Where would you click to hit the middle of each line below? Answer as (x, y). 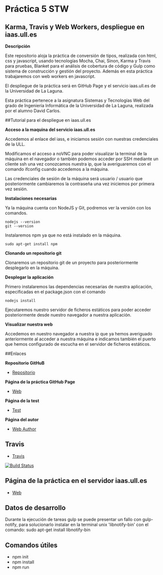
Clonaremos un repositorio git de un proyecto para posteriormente (72, 262)
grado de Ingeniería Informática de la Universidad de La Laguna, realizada (79, 105)
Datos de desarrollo (35, 508)
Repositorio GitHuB (25, 363)
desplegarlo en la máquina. (32, 268)
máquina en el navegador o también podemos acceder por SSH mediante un (82, 159)
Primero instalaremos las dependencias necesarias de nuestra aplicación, (79, 287)
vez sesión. (17, 189)
